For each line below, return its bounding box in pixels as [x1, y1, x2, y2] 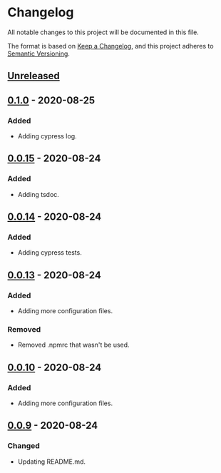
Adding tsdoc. [17, 190, 59, 198]
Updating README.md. [17, 457, 86, 466]
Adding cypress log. [17, 132, 77, 141]
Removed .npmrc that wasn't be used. [17, 340, 130, 350]
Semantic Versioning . [7, 49, 70, 58]
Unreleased [7, 70, 61, 82]
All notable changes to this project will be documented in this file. [7, 28, 200, 36]
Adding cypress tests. [17, 248, 82, 257]
